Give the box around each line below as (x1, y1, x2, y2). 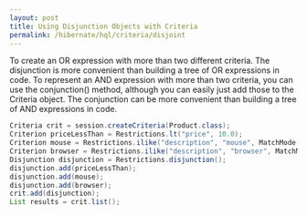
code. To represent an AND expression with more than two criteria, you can (9, 75, 294, 86)
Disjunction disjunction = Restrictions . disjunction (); (9, 155, 227, 164)
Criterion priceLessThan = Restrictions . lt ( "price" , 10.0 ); (9, 129, 244, 139)
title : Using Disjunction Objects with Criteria (9, 22, 198, 31)
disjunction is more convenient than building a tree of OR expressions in (9, 65, 281, 76)
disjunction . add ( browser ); (9, 180, 112, 189)
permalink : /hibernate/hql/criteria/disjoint (9, 30, 185, 39)
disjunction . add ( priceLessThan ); (9, 163, 137, 173)
